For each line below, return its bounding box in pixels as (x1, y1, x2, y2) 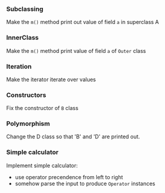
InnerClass (6, 34, 39, 42)
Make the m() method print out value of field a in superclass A (6, 19, 160, 26)
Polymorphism (6, 120, 50, 128)
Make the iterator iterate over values (6, 76, 96, 83)
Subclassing (6, 5, 44, 13)
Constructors (6, 91, 46, 99)
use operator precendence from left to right (14, 173, 123, 180)
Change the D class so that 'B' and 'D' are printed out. (6, 133, 140, 140)
